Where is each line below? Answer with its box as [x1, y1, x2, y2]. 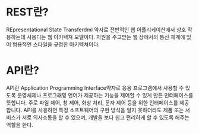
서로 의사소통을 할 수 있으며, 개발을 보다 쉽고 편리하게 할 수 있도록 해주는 [21, 113, 190, 121]
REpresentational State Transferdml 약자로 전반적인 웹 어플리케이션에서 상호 [6, 26, 187, 33]
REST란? [6, 5, 49, 19]
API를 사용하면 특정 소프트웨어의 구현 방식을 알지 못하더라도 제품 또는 [23, 106, 184, 113]
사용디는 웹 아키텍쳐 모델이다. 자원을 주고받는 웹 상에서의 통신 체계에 [26, 33, 185, 40]
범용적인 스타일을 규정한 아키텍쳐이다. [12, 41, 100, 48]
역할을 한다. [6, 121, 34, 128]
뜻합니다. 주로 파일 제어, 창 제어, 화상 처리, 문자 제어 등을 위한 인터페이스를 [6, 99, 178, 106]
